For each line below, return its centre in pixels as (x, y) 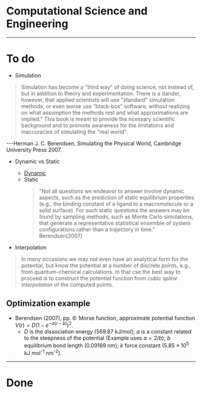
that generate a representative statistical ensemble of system (115, 223)
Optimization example (48, 304)
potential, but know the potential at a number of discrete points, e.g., (106, 265)
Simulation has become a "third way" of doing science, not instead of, (107, 87)
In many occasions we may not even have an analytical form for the (104, 259)
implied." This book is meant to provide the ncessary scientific (98, 119)
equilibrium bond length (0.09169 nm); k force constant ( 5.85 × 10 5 (106, 345)
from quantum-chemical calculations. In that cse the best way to (101, 272)
